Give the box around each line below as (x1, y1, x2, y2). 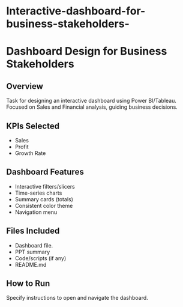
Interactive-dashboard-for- (6, 4, 146, 18)
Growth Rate (14, 150, 46, 157)
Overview (6, 81, 44, 91)
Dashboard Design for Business (6, 44, 167, 58)
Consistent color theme (14, 202, 73, 209)
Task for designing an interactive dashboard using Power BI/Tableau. (6, 97, 177, 105)
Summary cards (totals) (14, 195, 74, 202)
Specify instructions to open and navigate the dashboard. (6, 294, 148, 302)
